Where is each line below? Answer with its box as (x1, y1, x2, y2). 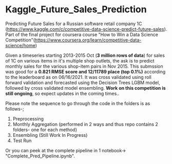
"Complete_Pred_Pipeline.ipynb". (5, 153, 75, 159)
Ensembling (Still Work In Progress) (12, 132, 88, 138)
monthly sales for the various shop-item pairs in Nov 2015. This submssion (5, 63, 163, 69)
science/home (5, 42, 36, 48)
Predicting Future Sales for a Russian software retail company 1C (5, 20, 142, 27)
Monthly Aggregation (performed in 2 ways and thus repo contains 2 (12, 121, 158, 127)
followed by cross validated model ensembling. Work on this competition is (5, 85, 166, 91)
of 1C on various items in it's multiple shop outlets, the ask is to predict (5, 57, 155, 64)
